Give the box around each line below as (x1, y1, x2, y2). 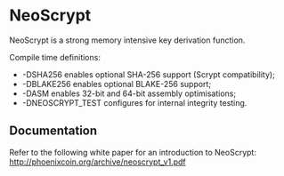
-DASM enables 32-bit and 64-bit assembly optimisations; (21, 88, 237, 99)
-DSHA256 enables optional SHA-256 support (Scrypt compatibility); (21, 68, 276, 80)
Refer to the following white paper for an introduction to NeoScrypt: (9, 147, 256, 157)
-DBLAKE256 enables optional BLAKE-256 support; (21, 78, 212, 89)
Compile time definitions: (9, 52, 101, 62)
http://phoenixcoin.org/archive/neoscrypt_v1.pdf (9, 156, 186, 167)
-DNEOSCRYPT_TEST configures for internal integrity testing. (21, 97, 247, 108)
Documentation (9, 124, 98, 139)
